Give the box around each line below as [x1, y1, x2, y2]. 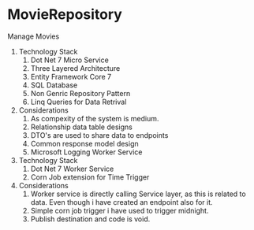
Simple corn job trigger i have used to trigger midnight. [30, 206, 209, 215]
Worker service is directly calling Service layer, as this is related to [30, 189, 246, 198]
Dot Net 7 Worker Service [30, 164, 114, 173]
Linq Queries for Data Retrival [30, 97, 127, 106]
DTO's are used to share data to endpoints [30, 130, 169, 139]
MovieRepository [7, 6, 123, 24]
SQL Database [30, 80, 78, 90]
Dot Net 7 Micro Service [30, 55, 110, 65]
